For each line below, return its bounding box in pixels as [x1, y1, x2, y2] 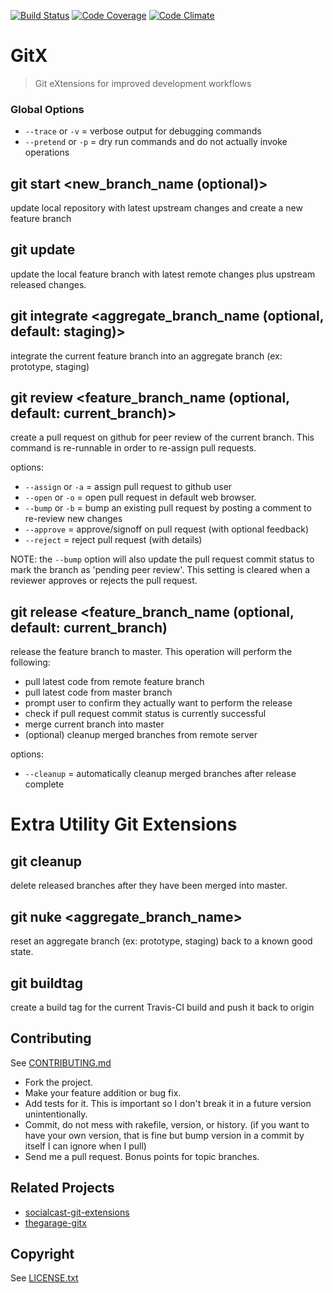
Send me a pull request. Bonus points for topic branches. [24, 1150, 260, 1162]
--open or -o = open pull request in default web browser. [24, 491, 257, 504]
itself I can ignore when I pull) [24, 1140, 147, 1152]
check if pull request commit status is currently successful [24, 708, 267, 720]
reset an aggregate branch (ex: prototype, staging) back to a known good [10, 935, 313, 947]
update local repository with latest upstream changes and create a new [10, 202, 303, 214]
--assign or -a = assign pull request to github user [24, 481, 233, 493]
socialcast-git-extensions [24, 1206, 130, 1218]
